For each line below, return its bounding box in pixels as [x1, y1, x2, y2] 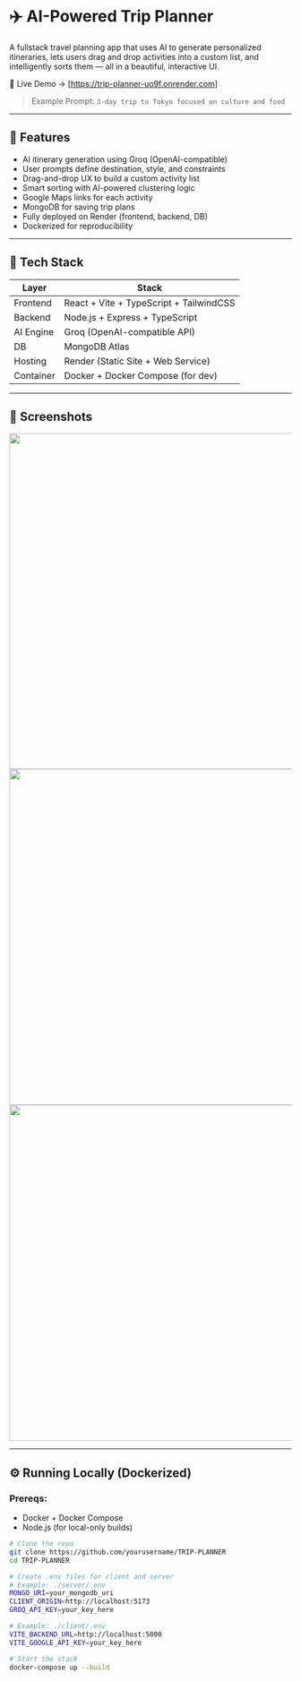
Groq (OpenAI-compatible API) [64, 325, 195, 338]
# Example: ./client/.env [9, 1622, 106, 1631]
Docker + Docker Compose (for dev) [64, 369, 218, 382]
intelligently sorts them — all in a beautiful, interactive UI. [9, 61, 219, 72]
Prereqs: [9, 1492, 47, 1505]
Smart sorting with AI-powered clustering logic [21, 182, 195, 193]
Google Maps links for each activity [21, 192, 154, 202]
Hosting [13, 355, 47, 367]
